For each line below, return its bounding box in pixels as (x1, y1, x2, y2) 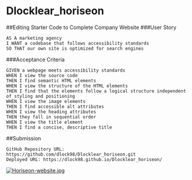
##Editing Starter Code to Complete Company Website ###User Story (6, 24, 177, 31)
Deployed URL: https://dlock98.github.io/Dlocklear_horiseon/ (6, 156, 162, 162)
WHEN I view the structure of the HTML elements (6, 83, 128, 89)
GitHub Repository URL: (6, 146, 65, 152)
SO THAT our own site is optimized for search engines (6, 46, 144, 52)
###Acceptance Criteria (6, 56, 65, 63)
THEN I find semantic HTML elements (6, 78, 96, 83)
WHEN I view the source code (6, 72, 78, 78)
